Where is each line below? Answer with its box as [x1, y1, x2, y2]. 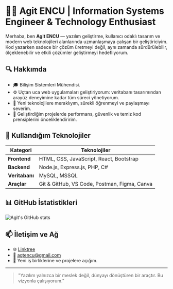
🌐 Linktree [12, 246, 36, 252]
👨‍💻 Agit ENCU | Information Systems [5, 5, 165, 17]
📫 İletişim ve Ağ [5, 230, 59, 239]
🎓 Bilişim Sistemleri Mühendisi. [12, 81, 81, 87]
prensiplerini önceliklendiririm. [12, 116, 77, 122]
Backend [8, 164, 30, 171]
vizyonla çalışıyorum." [18, 278, 65, 284]
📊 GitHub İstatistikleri [5, 198, 78, 207]
